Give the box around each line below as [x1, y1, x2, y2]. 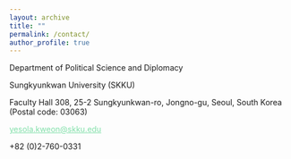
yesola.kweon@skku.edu [9, 124, 102, 135]
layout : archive [9, 13, 70, 22]
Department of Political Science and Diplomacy [9, 63, 184, 73]
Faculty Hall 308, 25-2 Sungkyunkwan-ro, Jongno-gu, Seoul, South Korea [9, 97, 282, 108]
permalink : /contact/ [9, 29, 90, 38]
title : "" [9, 21, 47, 30]
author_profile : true [9, 38, 90, 47]
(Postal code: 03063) [9, 106, 88, 117]
